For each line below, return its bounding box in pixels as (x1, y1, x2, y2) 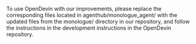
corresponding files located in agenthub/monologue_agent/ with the (6, 11, 178, 19)
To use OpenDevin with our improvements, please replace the (6, 5, 162, 12)
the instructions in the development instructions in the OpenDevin (6, 24, 172, 31)
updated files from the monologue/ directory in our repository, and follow (6, 18, 191, 25)
